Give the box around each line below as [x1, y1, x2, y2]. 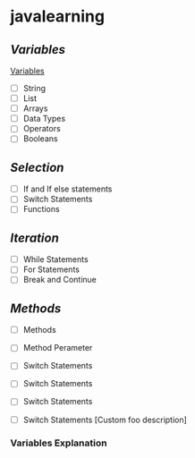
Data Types [22, 114, 66, 124]
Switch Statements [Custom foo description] [22, 414, 187, 425]
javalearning [10, 6, 106, 27]
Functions [22, 204, 61, 215]
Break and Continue [22, 275, 97, 285]
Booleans [22, 133, 58, 144]
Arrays [22, 103, 48, 114]
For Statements [22, 264, 80, 275]
